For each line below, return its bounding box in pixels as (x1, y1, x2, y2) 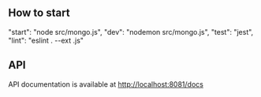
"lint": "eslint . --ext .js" (8, 35, 84, 45)
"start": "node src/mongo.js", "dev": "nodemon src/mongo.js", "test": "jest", (8, 27, 254, 36)
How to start (8, 6, 70, 20)
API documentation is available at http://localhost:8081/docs (8, 79, 203, 89)
